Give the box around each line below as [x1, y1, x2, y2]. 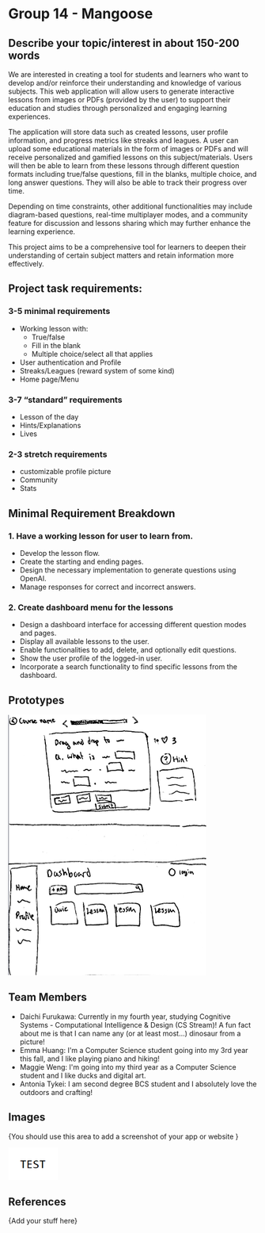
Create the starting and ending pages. [19, 557, 144, 566]
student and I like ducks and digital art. [19, 1070, 146, 1080]
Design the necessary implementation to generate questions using [19, 565, 237, 575]
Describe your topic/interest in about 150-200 [8, 36, 240, 50]
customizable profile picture [19, 467, 112, 477]
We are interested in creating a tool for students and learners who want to [8, 70, 249, 79]
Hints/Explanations [19, 420, 81, 430]
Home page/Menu [19, 374, 79, 384]
